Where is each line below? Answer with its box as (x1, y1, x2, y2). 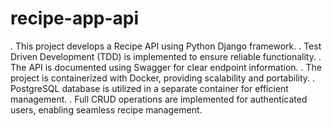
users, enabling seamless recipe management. (10, 103, 203, 116)
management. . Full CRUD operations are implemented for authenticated (10, 93, 308, 105)
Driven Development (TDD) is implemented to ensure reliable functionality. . (10, 50, 322, 62)
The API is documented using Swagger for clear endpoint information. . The (10, 61, 322, 73)
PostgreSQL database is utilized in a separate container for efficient (10, 82, 289, 94)
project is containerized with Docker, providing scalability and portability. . (10, 72, 316, 84)
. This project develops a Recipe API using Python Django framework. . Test (10, 40, 322, 52)
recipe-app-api (10, 7, 140, 30)
